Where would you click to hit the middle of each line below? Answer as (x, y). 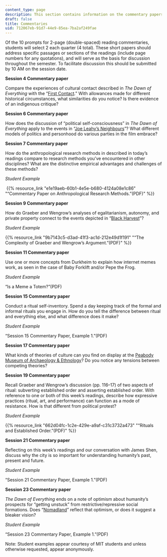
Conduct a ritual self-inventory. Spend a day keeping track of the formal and (83, 306)
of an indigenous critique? (32, 104)
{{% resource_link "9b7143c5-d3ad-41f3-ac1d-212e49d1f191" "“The (75, 237)
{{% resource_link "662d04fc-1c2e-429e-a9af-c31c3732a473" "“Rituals (80, 426)
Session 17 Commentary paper (38, 345)
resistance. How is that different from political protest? (61, 406)
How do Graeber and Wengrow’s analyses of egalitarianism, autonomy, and (82, 213)
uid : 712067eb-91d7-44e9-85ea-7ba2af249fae (51, 28)
